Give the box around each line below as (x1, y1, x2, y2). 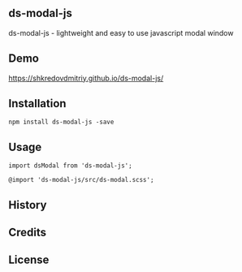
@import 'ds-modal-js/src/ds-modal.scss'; (8, 176, 154, 184)
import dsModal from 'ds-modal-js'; (8, 162, 132, 170)
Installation (8, 97, 67, 110)
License (8, 253, 50, 267)
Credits (8, 226, 47, 240)
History (8, 198, 47, 212)
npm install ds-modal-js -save (8, 118, 115, 127)
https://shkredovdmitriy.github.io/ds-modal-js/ (8, 73, 164, 83)
